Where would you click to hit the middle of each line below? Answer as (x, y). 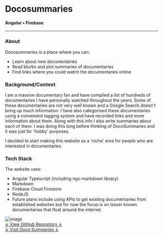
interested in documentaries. (34, 146)
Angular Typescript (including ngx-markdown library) (65, 178)
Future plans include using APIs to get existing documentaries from (79, 199)
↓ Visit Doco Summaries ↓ (32, 230)
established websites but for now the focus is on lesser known (74, 205)
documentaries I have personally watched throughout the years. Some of (78, 100)
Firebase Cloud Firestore (37, 189)
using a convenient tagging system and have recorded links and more (75, 116)
